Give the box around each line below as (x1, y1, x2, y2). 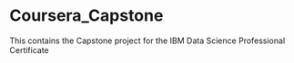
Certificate (9, 44, 50, 55)
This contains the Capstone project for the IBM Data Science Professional (9, 35, 286, 46)
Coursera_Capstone (9, 5, 164, 26)
